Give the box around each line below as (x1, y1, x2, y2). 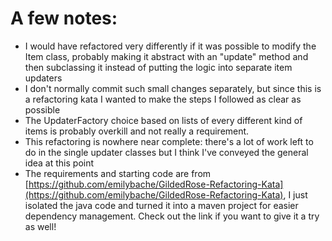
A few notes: (10, 7, 118, 30)
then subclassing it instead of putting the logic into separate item (24, 61, 293, 73)
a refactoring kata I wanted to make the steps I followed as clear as (24, 93, 302, 105)
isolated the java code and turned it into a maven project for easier (24, 199, 299, 211)
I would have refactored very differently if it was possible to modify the (24, 40, 317, 52)
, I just (283, 188, 308, 201)
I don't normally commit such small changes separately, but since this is (24, 82, 322, 94)
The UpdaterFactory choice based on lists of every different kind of (24, 114, 303, 126)
